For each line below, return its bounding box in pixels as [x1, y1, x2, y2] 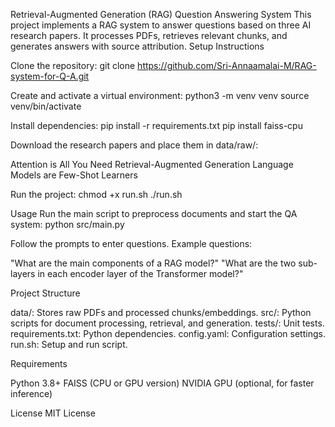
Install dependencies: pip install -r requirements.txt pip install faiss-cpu [10, 120, 303, 131]
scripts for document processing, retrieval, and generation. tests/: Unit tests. [10, 317, 325, 329]
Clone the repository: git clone [10, 60, 136, 71]
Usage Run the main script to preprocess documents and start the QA [10, 208, 298, 219]
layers [10, 268, 36, 279]
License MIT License [10, 407, 96, 419]
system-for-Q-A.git [10, 70, 90, 82]
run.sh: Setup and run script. [10, 339, 128, 350]
